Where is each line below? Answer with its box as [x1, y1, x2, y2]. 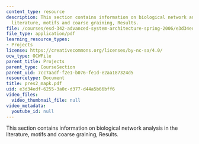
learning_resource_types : [6, 36, 70, 42]
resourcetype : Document [6, 75, 65, 81]
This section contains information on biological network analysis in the [6, 124, 178, 132]
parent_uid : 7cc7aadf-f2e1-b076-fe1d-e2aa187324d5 [6, 70, 134, 76]
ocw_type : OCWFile [6, 53, 52, 59]
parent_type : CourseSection [6, 64, 76, 70]
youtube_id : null [11, 108, 54, 114]
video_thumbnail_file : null [11, 97, 81, 103]
